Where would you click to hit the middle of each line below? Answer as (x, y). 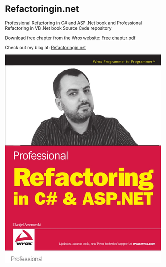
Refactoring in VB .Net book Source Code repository (59, 28)
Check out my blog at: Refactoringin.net (46, 47)
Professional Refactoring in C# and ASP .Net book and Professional (74, 23)
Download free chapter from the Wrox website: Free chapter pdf (70, 38)
